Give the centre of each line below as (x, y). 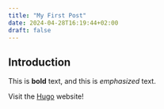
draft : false (30, 30)
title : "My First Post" (48, 15)
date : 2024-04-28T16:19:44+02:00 (63, 23)
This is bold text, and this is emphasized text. (82, 81)
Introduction (40, 62)
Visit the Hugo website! (46, 96)
